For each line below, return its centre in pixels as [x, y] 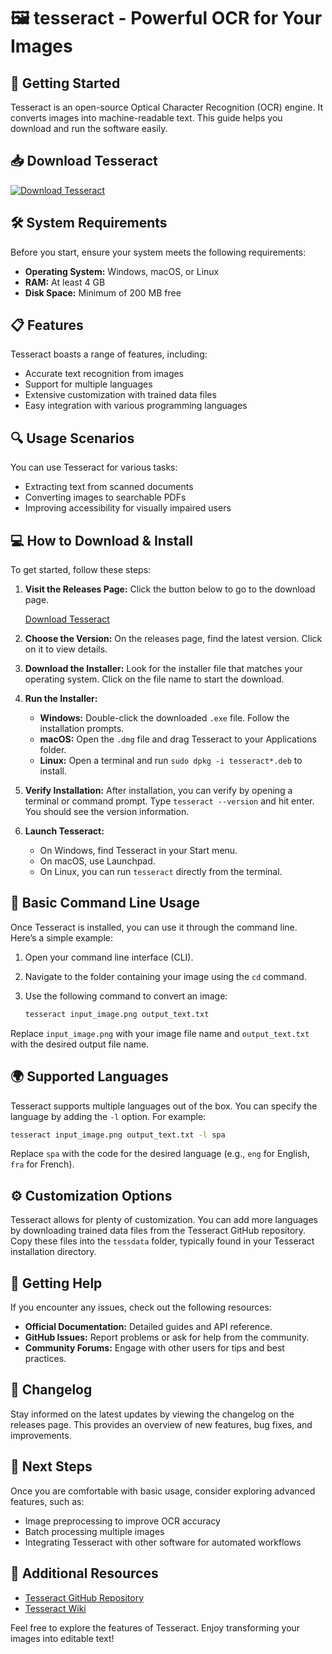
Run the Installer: [61, 699]
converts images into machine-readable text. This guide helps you [146, 118]
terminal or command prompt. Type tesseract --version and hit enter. [169, 801]
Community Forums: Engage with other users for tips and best [154, 1348]
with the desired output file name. [80, 1044]
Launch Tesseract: [64, 831]
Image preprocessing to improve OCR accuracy [122, 1521]
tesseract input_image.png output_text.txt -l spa [118, 1135]
